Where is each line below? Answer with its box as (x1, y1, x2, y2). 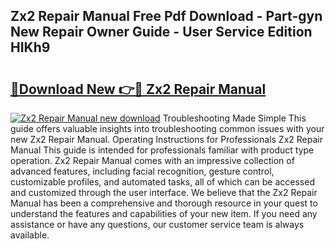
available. (10, 229, 50, 241)
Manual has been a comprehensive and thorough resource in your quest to (10, 197, 318, 209)
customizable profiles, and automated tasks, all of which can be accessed (10, 176, 315, 188)
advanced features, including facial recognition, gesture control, (10, 165, 275, 177)
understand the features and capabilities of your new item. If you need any (10, 208, 318, 219)
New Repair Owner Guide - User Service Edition (10, 24, 313, 41)
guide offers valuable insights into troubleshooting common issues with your (10, 123, 325, 134)
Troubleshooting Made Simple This (162, 112, 307, 124)
